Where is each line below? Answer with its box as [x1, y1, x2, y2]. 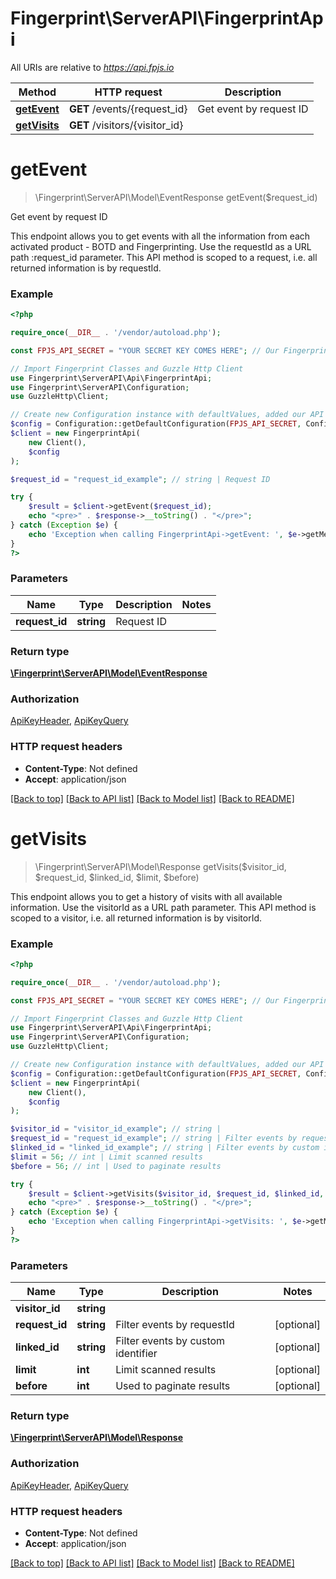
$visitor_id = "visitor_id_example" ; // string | [10, 1124, 222, 1134]
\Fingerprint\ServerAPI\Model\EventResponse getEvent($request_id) [34, 191, 318, 203]
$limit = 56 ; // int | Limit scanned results [10, 1152, 203, 1162]
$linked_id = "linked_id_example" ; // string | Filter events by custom [10, 1143, 320, 1153]
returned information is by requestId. [10, 262, 162, 274]
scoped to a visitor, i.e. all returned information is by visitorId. [10, 912, 263, 924]
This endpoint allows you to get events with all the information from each [10, 230, 311, 242]
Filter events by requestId [115, 1318, 235, 1332]
